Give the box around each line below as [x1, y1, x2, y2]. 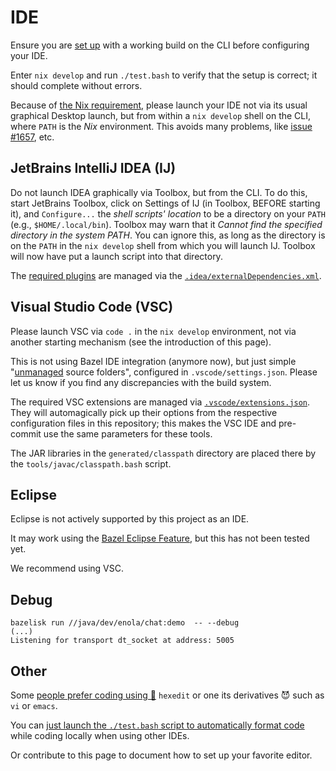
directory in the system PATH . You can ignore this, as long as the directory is [10, 229, 326, 241]
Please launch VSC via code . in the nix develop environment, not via [10, 325, 297, 337]
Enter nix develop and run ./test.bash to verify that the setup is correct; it [10, 69, 318, 81]
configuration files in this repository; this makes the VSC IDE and [10, 417, 277, 429]
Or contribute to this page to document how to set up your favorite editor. [10, 749, 313, 761]
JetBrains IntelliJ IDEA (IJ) [10, 160, 177, 177]
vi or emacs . [10, 700, 58, 711]
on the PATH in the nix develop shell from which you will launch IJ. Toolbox [10, 239, 316, 251]
